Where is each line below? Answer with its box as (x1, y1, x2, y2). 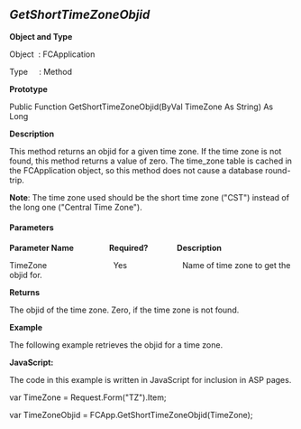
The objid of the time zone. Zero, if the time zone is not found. (9, 304, 240, 315)
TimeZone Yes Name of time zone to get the (9, 260, 291, 271)
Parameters (9, 222, 54, 233)
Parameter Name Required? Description (9, 243, 223, 254)
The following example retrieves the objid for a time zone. (9, 340, 223, 350)
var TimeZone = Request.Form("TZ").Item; (9, 392, 167, 403)
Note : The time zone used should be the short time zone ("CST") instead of (9, 191, 290, 202)
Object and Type (9, 31, 73, 42)
